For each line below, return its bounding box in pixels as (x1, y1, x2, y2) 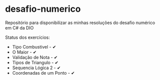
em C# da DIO (5, 25, 34, 30)
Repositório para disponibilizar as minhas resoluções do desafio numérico (5, 20, 155, 26)
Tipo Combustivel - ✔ (12, 44, 57, 50)
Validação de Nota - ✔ (12, 54, 58, 60)
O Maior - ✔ (12, 49, 37, 55)
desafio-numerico (5, 3, 81, 15)
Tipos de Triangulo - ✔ (12, 59, 59, 65)
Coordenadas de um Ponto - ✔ (12, 70, 75, 76)
